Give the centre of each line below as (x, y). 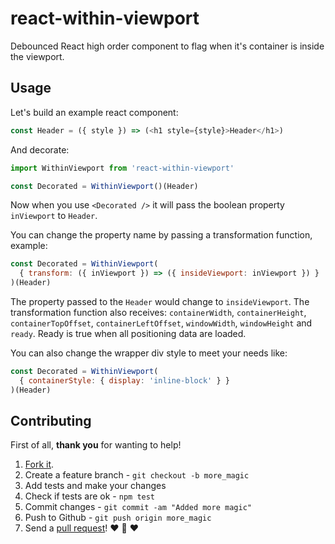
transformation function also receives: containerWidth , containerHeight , (158, 312)
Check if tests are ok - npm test (90, 496)
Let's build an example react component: (94, 112)
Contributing (51, 421)
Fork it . (39, 464)
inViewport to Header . (54, 216)
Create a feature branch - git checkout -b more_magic (137, 475)
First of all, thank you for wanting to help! (96, 445)
